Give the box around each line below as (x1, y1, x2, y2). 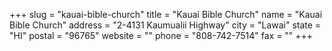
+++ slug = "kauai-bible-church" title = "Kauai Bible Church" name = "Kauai (9, 9, 323, 20)
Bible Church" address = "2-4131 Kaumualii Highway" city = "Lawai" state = (9, 19, 322, 31)
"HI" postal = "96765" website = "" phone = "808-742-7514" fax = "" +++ (9, 30, 314, 41)
